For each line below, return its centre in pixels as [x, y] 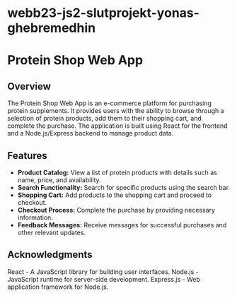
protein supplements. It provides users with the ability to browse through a [116, 111]
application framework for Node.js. [58, 287]
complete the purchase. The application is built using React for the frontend [117, 126]
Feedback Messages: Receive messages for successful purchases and [122, 225]
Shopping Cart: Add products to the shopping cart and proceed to [115, 195]
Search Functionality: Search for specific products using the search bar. [124, 187]
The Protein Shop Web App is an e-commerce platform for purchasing [110, 103]
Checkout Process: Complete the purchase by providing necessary [116, 210]
